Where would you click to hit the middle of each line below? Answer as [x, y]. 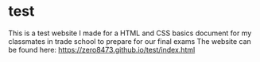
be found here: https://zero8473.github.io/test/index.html [102, 49]
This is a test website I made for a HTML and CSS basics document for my [130, 33]
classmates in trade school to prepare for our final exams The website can [130, 41]
